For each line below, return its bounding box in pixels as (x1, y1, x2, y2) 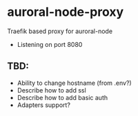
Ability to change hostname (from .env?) (17, 79, 132, 87)
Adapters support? (17, 101, 71, 109)
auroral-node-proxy (7, 4, 124, 20)
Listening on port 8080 (17, 40, 83, 48)
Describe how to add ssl (17, 86, 86, 94)
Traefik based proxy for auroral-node (7, 27, 112, 35)
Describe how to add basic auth (17, 93, 108, 101)
